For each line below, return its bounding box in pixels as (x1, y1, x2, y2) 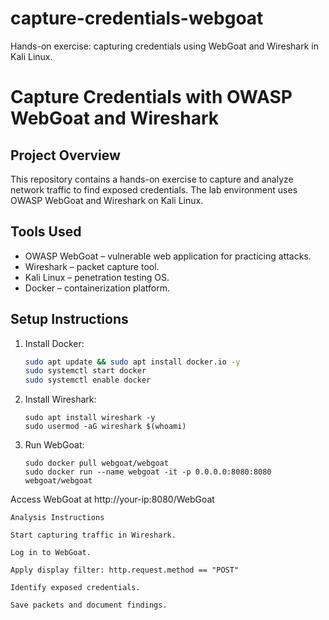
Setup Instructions (10, 311, 129, 328)
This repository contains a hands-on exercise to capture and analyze (10, 173, 294, 185)
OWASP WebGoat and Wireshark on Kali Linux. (10, 194, 204, 206)
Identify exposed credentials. (10, 583, 141, 593)
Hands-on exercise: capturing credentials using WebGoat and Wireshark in (10, 40, 319, 52)
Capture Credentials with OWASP (10, 86, 293, 109)
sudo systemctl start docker (24, 366, 147, 376)
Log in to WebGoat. (10, 548, 92, 558)
